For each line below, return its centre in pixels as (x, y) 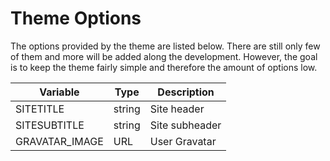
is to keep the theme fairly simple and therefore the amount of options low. (164, 67)
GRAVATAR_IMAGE (59, 141)
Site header (177, 109)
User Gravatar (183, 141)
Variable (59, 92)
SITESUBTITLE (50, 125)
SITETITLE (40, 109)
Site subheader (185, 125)
